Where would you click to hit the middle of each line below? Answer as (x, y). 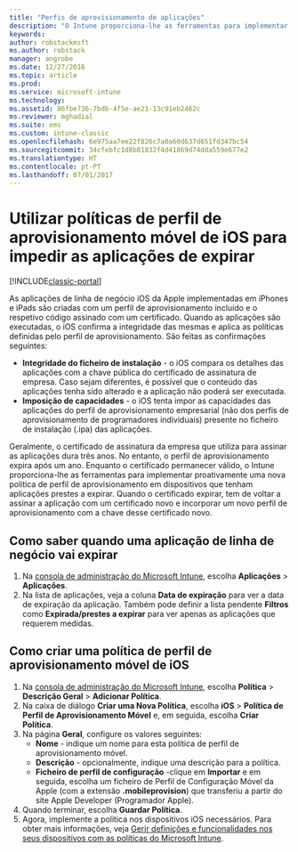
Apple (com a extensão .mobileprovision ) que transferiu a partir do (159, 791)
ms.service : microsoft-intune (65, 92)
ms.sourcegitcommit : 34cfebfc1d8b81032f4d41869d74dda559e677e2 (129, 150)
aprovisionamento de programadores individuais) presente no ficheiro (150, 420)
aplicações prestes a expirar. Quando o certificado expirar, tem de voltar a (145, 494)
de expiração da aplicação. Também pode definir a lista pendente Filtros (155, 605)
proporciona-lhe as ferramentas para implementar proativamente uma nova (148, 475)
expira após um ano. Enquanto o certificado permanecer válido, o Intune (142, 466)
